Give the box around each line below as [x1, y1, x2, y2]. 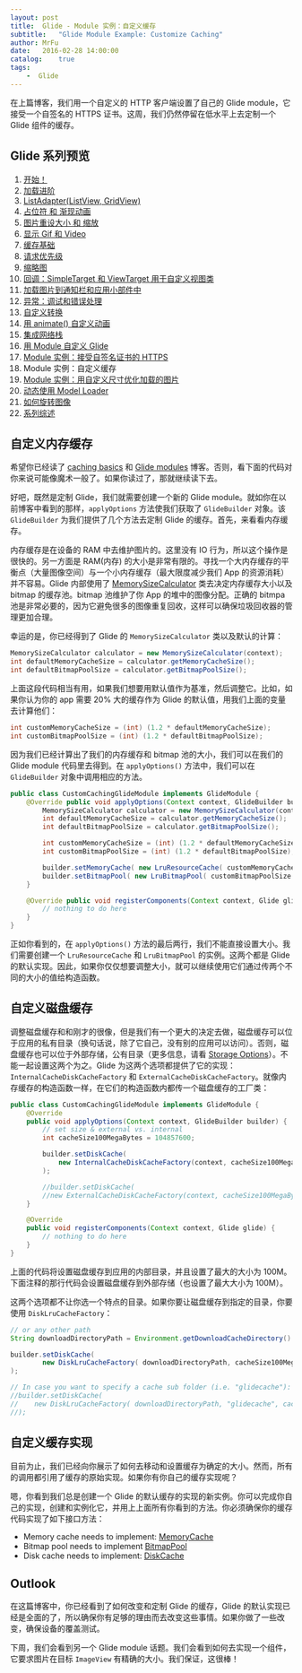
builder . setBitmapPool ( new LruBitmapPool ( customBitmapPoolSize [42, 871, 292, 880]
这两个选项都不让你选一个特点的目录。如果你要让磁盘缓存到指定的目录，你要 [10, 1296, 293, 1307]
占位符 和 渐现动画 [22, 205, 91, 216]
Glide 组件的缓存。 [10, 119, 79, 130]
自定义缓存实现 [10, 1435, 93, 1451]
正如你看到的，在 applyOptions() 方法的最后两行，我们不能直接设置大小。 [10, 939, 283, 949]
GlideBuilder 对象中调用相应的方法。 [10, 771, 147, 782]
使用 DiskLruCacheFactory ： [10, 1307, 113, 1318]
